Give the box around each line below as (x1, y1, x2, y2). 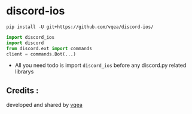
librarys (14, 68, 34, 75)
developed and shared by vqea (6, 101, 83, 109)
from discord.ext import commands (6, 45, 93, 51)
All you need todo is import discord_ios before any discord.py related (14, 61, 187, 69)
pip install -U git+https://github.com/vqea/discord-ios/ (6, 24, 154, 30)
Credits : (6, 85, 39, 95)
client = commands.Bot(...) (6, 51, 77, 57)
